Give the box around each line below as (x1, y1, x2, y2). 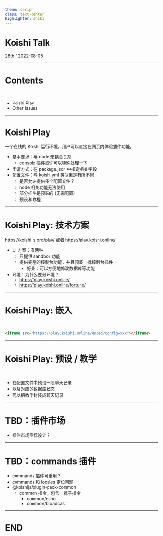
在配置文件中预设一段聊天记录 (12, 380, 72, 385)
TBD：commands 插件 (5, 456, 96, 467)
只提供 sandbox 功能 (19, 253, 61, 259)
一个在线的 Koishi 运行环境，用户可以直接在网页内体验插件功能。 (5, 144, 134, 150)
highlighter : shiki (5, 16, 45, 21)
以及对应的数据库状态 (12, 386, 55, 392)
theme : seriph (5, 7, 34, 12)
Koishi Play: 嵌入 (5, 305, 73, 316)
